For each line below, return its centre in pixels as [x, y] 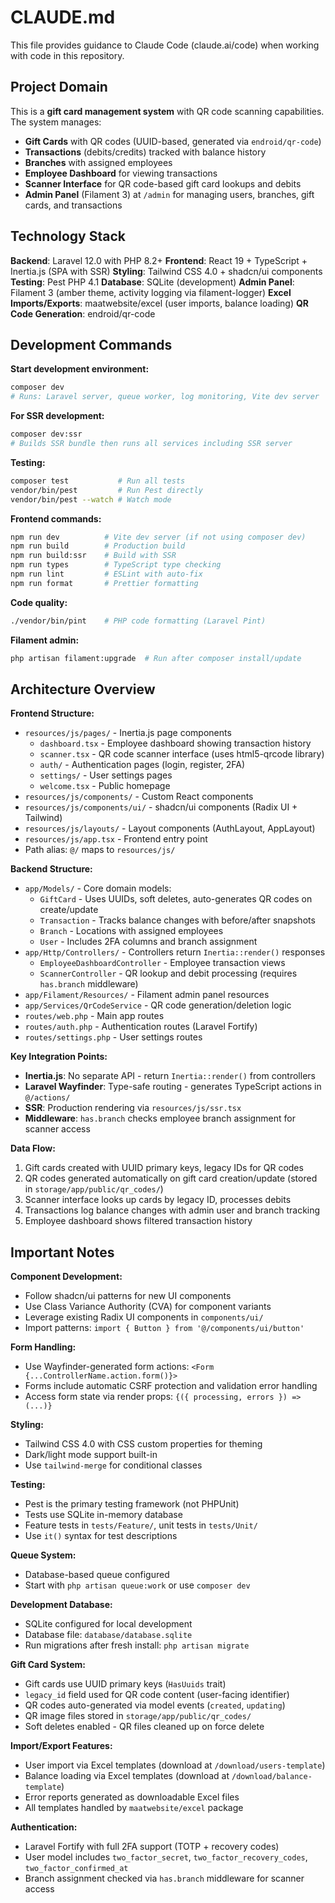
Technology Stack [68, 236]
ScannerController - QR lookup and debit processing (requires [168, 973]
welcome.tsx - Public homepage [105, 786]
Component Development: [66, 1277]
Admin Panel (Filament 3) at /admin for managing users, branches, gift [169, 194]
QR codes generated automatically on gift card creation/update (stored [171, 1178]
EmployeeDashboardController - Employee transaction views [162, 963]
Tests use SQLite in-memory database [103, 1515]
